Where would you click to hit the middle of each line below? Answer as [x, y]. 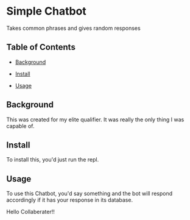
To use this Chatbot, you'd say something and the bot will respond [90, 194]
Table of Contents [41, 47]
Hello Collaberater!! [30, 212]
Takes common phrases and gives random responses [74, 28]
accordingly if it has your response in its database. [69, 200]
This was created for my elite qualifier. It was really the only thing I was [95, 119]
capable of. [20, 126]
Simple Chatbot [46, 11]
